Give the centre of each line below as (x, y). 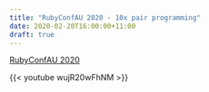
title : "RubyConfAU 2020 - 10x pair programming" (105, 18)
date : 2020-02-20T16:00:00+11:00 (73, 26)
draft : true (32, 34)
